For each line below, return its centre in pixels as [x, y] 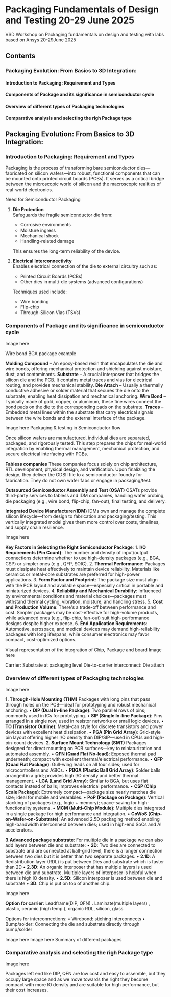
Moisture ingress [38, 230]
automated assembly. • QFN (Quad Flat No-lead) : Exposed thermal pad [81, 754]
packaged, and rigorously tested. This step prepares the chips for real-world [86, 443]
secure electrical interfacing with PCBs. [47, 454]
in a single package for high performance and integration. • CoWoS [76, 814]
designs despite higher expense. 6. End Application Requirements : [76, 623]
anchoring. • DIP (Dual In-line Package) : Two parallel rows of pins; [76, 710]
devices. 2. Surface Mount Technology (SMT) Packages [87, 743]
